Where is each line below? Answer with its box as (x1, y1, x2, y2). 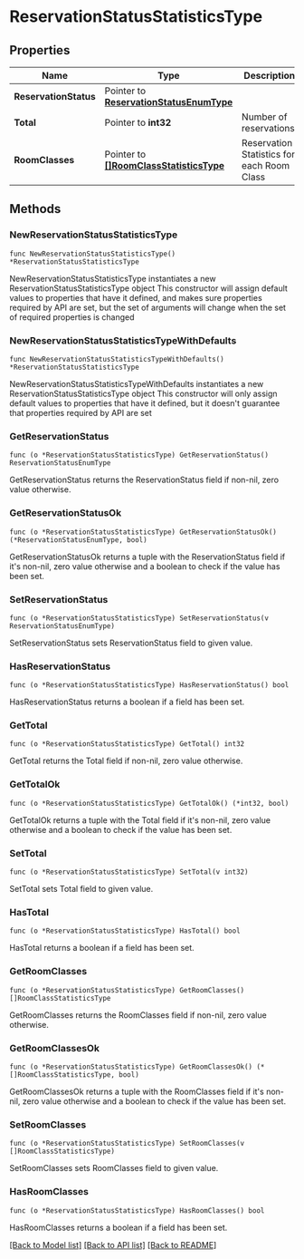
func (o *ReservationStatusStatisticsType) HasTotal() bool (9, 926, 242, 935)
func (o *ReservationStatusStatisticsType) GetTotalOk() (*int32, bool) (9, 799, 290, 808)
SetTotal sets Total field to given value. (9, 884, 154, 895)
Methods (9, 201, 62, 217)
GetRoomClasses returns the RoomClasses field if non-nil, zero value (9, 1009, 267, 1021)
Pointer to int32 (104, 116, 172, 129)
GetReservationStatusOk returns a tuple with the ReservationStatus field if (9, 551, 286, 562)
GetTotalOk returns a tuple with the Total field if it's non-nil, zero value (9, 814, 271, 826)
